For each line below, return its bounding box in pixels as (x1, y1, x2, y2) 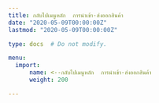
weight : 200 (28, 76, 68, 83)
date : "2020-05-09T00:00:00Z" (8, 19, 108, 27)
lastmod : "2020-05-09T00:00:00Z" (8, 26, 118, 34)
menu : (8, 54, 26, 62)
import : (15, 62, 41, 69)
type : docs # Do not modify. (8, 40, 108, 48)
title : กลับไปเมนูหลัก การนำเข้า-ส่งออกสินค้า (8, 11, 124, 20)
